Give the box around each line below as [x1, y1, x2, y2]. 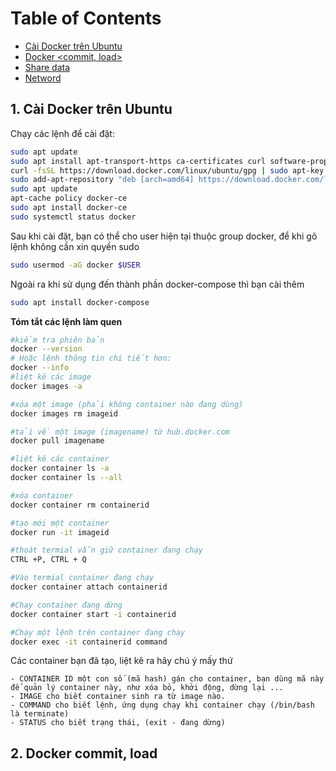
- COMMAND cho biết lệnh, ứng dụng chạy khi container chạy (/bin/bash [10, 700, 315, 711]
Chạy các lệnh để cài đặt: [10, 127, 115, 139]
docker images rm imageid [10, 408, 118, 419]
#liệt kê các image [10, 372, 92, 382]
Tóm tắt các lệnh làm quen [10, 315, 123, 327]
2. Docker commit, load [10, 745, 158, 762]
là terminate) [10, 709, 70, 719]
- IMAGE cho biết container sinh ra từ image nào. [10, 692, 226, 702]
